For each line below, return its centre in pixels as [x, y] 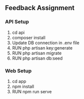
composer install [29, 37]
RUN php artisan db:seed [37, 58]
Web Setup [18, 71]
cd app [19, 81]
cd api [18, 32]
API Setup [17, 22]
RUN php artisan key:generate [42, 48]
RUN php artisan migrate [37, 53]
